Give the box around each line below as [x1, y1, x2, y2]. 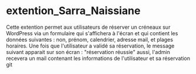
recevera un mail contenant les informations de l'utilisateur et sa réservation [6, 55, 190, 62]
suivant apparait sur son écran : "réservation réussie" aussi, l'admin [6, 48, 171, 55]
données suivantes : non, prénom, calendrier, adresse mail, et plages [6, 36, 174, 43]
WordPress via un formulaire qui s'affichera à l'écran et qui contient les [6, 29, 178, 36]
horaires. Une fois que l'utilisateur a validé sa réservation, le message [6, 42, 175, 49]
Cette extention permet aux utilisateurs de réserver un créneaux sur [6, 23, 171, 31]
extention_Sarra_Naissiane [6, 4, 141, 18]
